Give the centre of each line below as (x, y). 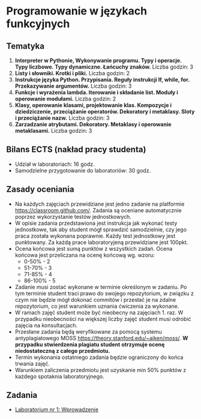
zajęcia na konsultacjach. (46, 325)
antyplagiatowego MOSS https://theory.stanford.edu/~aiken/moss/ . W (101, 338)
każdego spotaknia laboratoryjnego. (59, 376)
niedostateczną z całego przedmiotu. (62, 350)
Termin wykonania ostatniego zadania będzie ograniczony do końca (99, 357)
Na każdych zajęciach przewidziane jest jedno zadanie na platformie (100, 204)
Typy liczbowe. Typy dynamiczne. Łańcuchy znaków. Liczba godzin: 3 (104, 67)
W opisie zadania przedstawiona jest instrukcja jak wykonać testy (96, 223)
